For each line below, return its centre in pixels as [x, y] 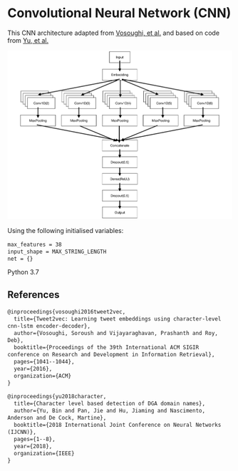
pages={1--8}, [35, 440]
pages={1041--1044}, [44, 362]
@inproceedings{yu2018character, [57, 397]
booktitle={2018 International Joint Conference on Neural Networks [118, 425]
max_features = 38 [35, 245]
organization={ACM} [43, 376]
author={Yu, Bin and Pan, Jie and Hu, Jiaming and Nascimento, [109, 411]
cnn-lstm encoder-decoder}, [49, 326]
